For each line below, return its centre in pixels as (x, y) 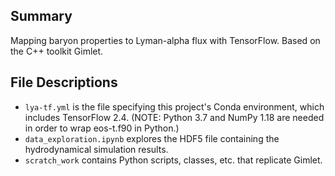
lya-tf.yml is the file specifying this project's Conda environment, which (174, 106)
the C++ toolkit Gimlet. (57, 51)
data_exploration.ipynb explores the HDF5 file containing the (152, 138)
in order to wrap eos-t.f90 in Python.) (102, 128)
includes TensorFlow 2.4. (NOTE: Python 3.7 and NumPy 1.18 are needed (174, 117)
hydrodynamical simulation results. (96, 149)
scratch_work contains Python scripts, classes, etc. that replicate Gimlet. (173, 160)
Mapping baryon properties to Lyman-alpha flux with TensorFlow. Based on (165, 40)
